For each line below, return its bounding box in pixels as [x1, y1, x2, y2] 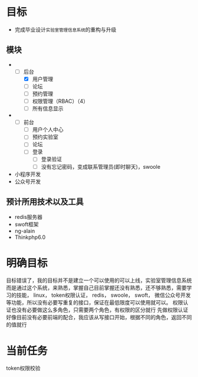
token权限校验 [6, 365, 41, 372]
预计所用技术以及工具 [6, 196, 84, 206]
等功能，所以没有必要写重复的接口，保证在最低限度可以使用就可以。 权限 [6, 299, 183, 306]
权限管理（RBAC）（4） [32, 98, 88, 104]
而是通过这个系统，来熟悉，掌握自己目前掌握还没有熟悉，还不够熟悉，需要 [6, 284, 187, 291]
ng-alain [14, 228, 35, 235]
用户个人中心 [32, 126, 64, 133]
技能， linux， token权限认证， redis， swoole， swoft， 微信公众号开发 [16, 291, 191, 299]
